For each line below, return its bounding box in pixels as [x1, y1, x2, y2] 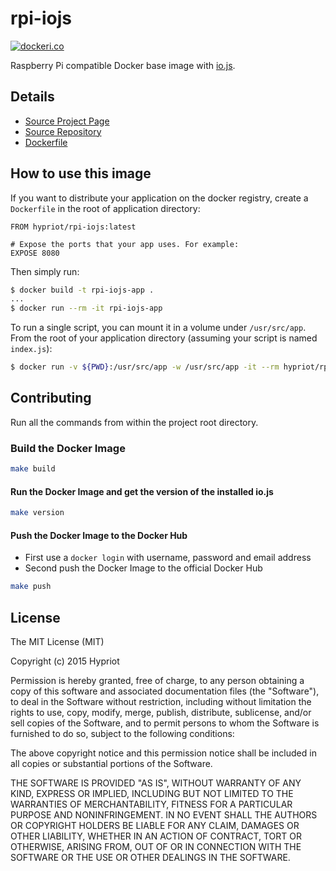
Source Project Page [24, 115, 110, 127]
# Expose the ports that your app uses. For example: [10, 239, 240, 249]
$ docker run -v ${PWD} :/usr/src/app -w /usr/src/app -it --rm [10, 362, 280, 372]
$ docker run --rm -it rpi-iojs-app [10, 303, 163, 314]
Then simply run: [10, 265, 80, 277]
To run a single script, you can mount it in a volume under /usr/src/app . [10, 322, 307, 334]
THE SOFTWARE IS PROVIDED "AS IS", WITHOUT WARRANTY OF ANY [10, 777, 302, 789]
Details [10, 88, 55, 106]
